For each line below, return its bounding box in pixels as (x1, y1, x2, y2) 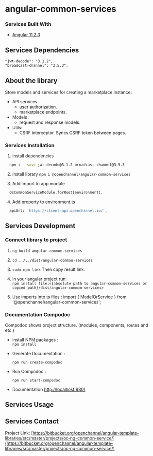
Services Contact (5, 417, 59, 425)
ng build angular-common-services (12, 248, 82, 253)
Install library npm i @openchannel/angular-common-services (12, 171, 131, 177)
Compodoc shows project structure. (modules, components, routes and (5, 323, 148, 328)
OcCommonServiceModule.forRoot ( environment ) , (9, 190, 103, 195)
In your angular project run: (12, 276, 67, 282)
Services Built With (5, 21, 51, 28)
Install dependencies (12, 153, 54, 159)
